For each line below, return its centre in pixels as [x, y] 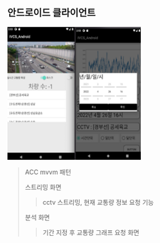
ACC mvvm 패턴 [48, 172]
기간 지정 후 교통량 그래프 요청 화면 [91, 232]
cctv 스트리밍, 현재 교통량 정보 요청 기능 [98, 202]
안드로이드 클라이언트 [52, 13]
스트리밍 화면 [43, 187]
